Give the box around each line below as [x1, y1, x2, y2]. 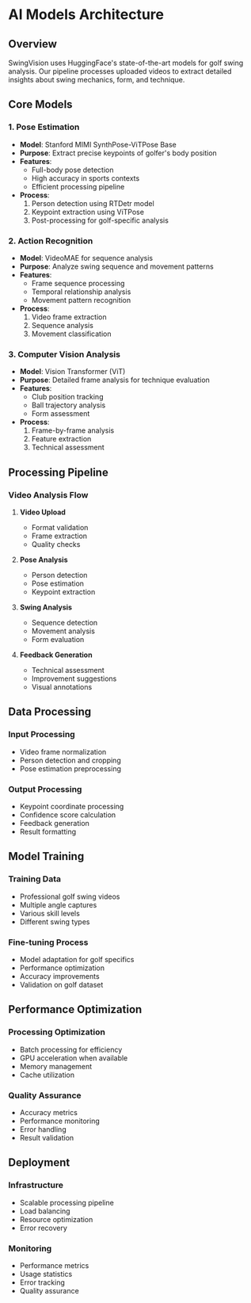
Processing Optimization [8, 1026, 105, 1037]
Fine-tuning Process [8, 937, 89, 948]
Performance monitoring [19, 1116, 101, 1125]
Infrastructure [8, 1179, 64, 1190]
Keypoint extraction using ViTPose [31, 207, 145, 216]
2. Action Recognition [8, 235, 93, 246]
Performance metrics [19, 1260, 89, 1270]
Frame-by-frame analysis [31, 426, 115, 435]
